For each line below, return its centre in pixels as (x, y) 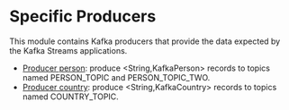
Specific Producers (83, 17)
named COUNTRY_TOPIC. (70, 97)
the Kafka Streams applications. (68, 50)
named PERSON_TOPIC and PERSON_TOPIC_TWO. (116, 77)
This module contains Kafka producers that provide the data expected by (145, 41)
